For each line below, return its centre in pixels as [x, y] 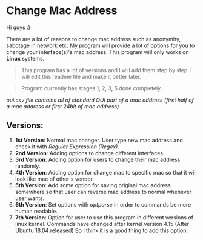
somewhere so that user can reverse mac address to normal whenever [103, 192]
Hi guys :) [18, 27]
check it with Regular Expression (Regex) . [67, 147]
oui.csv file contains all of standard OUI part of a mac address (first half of [100, 100]
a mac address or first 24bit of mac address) [63, 106]
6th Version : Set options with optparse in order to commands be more [103, 204]
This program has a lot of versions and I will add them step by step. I [106, 70]
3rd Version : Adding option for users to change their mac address [98, 159]
